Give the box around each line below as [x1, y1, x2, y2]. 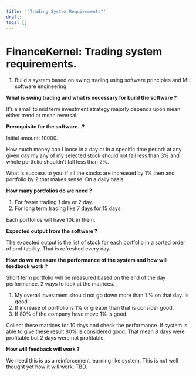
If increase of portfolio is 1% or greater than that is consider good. [14, 304, 174, 311]
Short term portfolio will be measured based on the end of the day [6, 274, 166, 282]
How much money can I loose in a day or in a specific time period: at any [6, 146, 182, 153]
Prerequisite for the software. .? [6, 123, 85, 130]
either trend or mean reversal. [6, 112, 78, 119]
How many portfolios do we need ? [6, 187, 92, 194]
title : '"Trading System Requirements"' [6, 8, 107, 15]
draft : [6, 14, 22, 20]
